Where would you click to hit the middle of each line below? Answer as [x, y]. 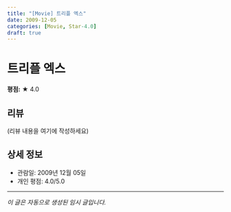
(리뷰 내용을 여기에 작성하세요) [48, 131]
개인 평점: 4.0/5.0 [41, 181]
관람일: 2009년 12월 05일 [52, 172]
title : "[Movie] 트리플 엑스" [47, 13]
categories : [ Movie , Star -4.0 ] [52, 26]
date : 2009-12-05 [32, 20]
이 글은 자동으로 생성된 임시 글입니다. [57, 202]
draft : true [24, 33]
